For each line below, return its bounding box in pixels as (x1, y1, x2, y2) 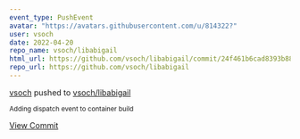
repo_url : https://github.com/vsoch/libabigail (9, 63, 190, 72)
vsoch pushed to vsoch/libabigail (9, 86, 131, 98)
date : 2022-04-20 (9, 37, 74, 47)
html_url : (9, 54, 46, 63)
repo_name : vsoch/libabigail (9, 46, 118, 55)
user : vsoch (9, 29, 54, 38)
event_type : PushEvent (9, 12, 94, 22)
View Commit (9, 119, 59, 130)
